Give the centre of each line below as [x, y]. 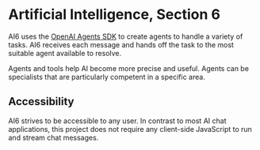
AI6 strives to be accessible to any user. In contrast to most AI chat [117, 121]
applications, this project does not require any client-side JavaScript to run [130, 129]
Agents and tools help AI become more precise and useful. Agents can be [129, 68]
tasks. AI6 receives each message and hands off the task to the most [121, 44]
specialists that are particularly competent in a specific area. [107, 77]
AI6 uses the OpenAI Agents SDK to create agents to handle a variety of [126, 36]
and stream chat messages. [54, 137]
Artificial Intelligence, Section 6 [114, 15]
